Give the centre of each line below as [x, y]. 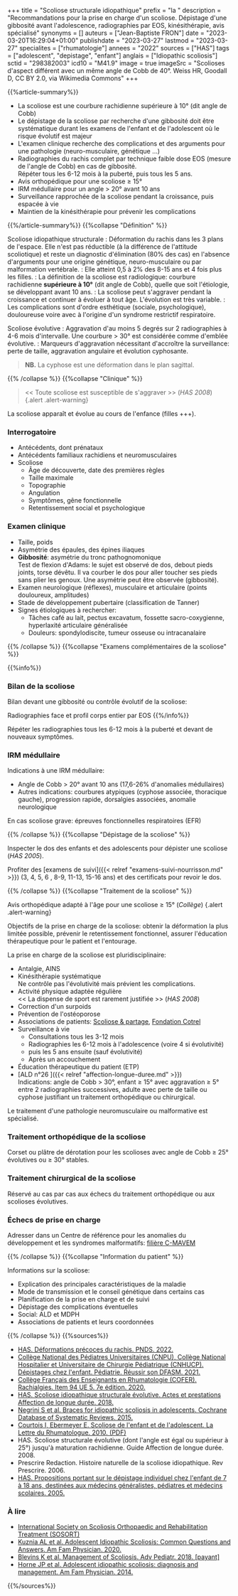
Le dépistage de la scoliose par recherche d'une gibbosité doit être [116, 121]
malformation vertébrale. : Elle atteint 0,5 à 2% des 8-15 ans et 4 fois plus [115, 269]
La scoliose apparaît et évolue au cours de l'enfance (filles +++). [102, 414]
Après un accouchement [64, 1059]
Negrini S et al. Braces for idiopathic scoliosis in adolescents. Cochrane [122, 1410]
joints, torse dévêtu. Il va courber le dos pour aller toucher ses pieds [118, 572]
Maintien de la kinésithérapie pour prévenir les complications [107, 211]
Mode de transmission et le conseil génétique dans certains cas [111, 1292]
